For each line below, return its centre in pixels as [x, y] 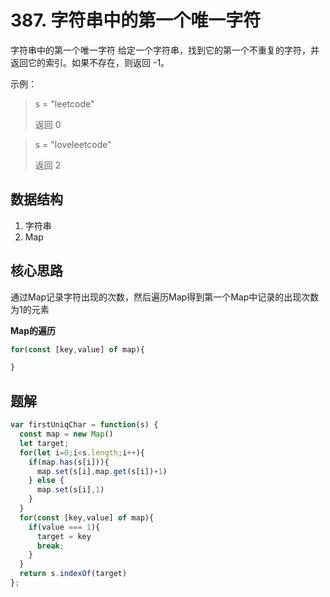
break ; [50, 546]
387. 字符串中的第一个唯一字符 [136, 20]
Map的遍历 [33, 330]
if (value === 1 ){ [64, 527]
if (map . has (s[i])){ [69, 462]
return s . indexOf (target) [73, 574]
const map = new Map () [66, 434]
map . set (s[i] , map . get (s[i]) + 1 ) [102, 471]
